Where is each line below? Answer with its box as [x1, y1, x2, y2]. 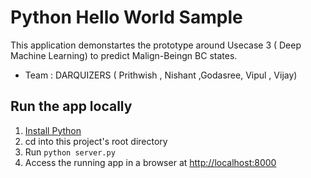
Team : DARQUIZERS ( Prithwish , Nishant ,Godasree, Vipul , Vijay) [24, 69, 298, 81]
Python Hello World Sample [10, 6, 243, 29]
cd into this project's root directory [24, 135, 168, 147]
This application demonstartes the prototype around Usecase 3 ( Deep [10, 39, 302, 51]
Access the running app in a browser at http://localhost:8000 [24, 156, 277, 168]
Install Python [24, 124, 82, 136]
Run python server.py [24, 146, 116, 158]
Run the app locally [10, 98, 133, 115]
